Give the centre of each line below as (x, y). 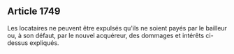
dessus (18, 43)
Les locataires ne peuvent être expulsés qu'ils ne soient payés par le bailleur (117, 28)
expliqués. (44, 43)
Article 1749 (34, 11)
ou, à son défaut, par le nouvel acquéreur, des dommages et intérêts (106, 35)
